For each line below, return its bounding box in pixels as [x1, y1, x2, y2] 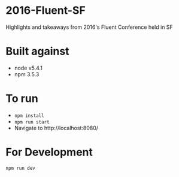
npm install [14, 112, 44, 119]
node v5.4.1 [14, 64, 43, 71]
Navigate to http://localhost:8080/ [14, 124, 99, 131]
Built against [5, 44, 69, 58]
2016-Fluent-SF [5, 4, 86, 17]
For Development [5, 145, 93, 159]
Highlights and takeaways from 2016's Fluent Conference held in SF [5, 23, 173, 31]
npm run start [14, 119, 50, 125]
